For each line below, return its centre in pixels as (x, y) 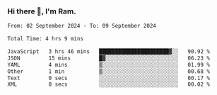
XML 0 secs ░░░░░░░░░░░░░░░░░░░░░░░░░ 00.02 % (109, 84)
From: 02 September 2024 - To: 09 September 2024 (82, 26)
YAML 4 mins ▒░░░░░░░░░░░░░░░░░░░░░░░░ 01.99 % (109, 65)
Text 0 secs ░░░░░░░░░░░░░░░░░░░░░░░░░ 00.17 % (109, 78)
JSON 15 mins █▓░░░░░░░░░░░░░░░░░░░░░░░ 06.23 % (109, 58)
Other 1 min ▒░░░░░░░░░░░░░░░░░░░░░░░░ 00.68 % (109, 71)
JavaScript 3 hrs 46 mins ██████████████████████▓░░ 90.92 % (109, 52)
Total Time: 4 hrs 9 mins (45, 39)
